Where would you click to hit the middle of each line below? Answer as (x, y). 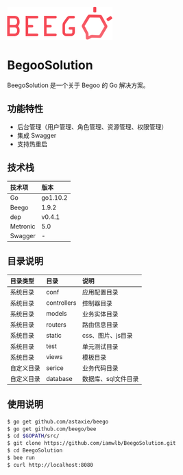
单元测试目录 (100, 346)
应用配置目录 (100, 292)
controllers (61, 303)
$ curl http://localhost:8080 (50, 465)
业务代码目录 (100, 368)
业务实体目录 (100, 314)
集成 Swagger (37, 135)
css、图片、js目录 (107, 336)
